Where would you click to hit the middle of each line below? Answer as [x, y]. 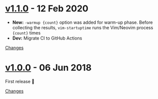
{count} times [26, 33]
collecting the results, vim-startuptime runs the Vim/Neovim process [83, 27]
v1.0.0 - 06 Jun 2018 [48, 68]
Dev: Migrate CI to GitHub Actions [47, 38]
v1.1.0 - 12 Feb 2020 [47, 9]
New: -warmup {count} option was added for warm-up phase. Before [82, 22]
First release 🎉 [20, 81]
